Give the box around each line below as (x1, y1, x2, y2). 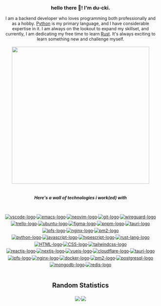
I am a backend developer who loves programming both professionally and (5, 16, 156, 21)
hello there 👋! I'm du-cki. (50, 4, 111, 11)
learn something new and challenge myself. (37, 36, 124, 42)
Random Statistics (52, 281, 109, 289)
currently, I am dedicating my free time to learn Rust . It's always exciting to (5, 31, 156, 37)
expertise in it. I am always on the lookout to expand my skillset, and (12, 26, 149, 32)
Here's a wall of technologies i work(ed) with (34, 194, 127, 200)
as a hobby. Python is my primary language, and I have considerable (12, 20, 149, 26)
